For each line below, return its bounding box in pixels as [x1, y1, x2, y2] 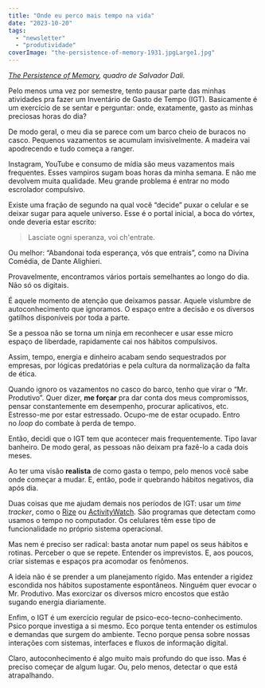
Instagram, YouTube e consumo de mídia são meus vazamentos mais [8, 159, 235, 168]
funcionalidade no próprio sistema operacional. [8, 524, 163, 533]
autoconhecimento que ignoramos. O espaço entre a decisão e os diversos [8, 305, 255, 313]
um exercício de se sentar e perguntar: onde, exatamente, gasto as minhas [8, 103, 254, 112]
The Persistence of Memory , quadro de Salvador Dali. [8, 71, 185, 80]
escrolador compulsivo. [8, 185, 86, 194]
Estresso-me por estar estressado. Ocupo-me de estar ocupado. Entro [8, 410, 240, 419]
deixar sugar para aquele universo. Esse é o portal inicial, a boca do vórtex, [8, 209, 255, 218]
